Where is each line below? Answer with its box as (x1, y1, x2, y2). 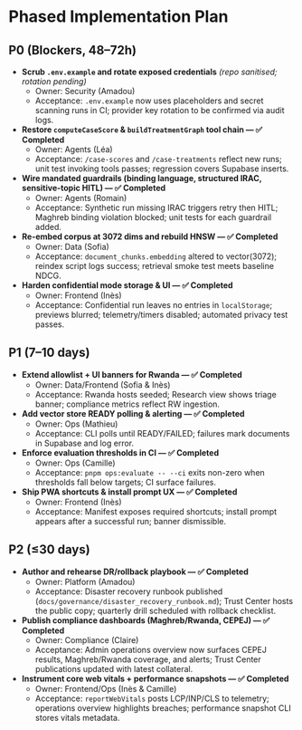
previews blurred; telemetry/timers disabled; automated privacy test (34, 310, 288, 320)
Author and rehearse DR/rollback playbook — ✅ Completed (21, 566, 250, 577)
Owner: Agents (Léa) (34, 144, 114, 155)
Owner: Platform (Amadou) (34, 576, 136, 587)
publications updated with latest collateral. (34, 663, 193, 674)
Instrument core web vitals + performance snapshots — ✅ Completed (21, 673, 289, 684)
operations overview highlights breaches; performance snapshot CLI (34, 702, 291, 713)
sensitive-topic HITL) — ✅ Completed (21, 183, 166, 193)
